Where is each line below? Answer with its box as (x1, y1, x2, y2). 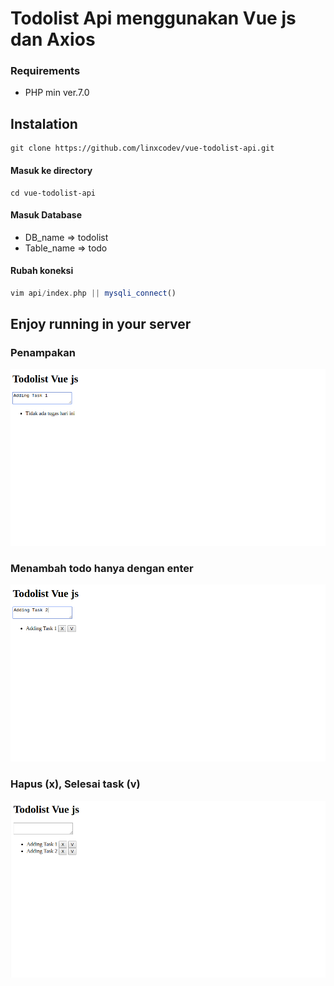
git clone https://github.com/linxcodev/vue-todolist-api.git (10, 143, 275, 154)
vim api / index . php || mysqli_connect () (10, 288, 177, 298)
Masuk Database (10, 209, 82, 221)
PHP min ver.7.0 (24, 87, 90, 99)
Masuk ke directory (10, 164, 93, 176)
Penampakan (10, 346, 76, 360)
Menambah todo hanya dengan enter (10, 562, 194, 576)
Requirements (10, 64, 81, 78)
